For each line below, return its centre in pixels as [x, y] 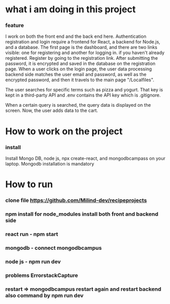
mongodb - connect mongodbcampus [54, 248]
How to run [29, 184]
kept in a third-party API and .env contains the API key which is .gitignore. [83, 95]
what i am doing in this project [71, 9]
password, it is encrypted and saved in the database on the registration [80, 64]
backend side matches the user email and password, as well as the [76, 75]
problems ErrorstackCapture [42, 275]
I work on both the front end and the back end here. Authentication [76, 36]
